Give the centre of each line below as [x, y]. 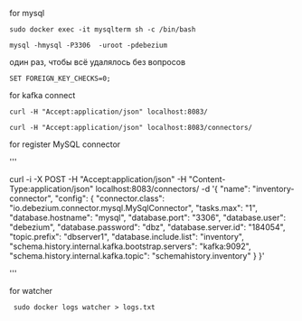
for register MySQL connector [65, 144]
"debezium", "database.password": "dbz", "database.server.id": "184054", [147, 227]
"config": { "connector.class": [110, 198]
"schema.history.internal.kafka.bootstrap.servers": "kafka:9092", [130, 246]
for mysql [27, 13]
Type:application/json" [52, 189]
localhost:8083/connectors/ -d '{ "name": [173, 189]
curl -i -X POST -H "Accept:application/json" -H [98, 179]
